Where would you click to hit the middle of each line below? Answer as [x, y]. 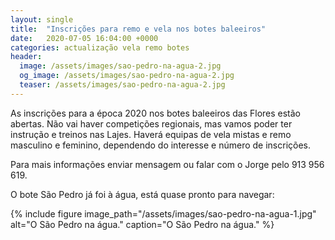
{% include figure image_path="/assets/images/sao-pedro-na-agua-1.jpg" [163, 213]
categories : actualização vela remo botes [100, 47]
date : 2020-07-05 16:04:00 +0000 [84, 38]
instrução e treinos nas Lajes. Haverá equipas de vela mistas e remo [151, 134]
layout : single [42, 19]
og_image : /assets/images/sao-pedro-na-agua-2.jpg [127, 76]
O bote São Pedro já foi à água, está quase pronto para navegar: [142, 194]
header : [26, 57]
